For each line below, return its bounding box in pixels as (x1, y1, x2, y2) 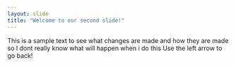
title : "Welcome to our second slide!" (7, 17, 125, 24)
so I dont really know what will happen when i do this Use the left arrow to (7, 44, 223, 52)
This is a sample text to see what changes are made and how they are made (7, 36, 229, 44)
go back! (7, 51, 33, 60)
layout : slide (7, 10, 49, 18)
